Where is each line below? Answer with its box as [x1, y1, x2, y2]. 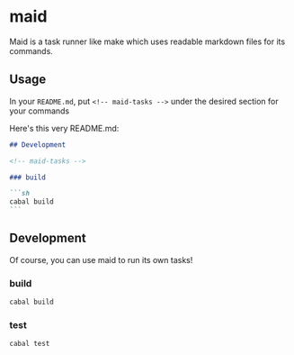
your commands [9, 105, 70, 116]
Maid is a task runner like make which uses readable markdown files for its [9, 36, 286, 47]
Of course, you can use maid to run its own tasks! [9, 254, 193, 265]
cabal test [9, 340, 50, 349]
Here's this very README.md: [9, 123, 120, 133]
